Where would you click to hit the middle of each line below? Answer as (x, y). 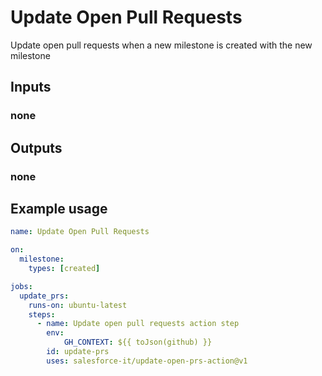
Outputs (36, 147)
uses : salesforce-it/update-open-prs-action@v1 (147, 361)
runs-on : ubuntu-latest (78, 305)
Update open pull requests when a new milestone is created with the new (161, 45)
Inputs (31, 87)
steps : (42, 314)
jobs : (21, 286)
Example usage (59, 208)
